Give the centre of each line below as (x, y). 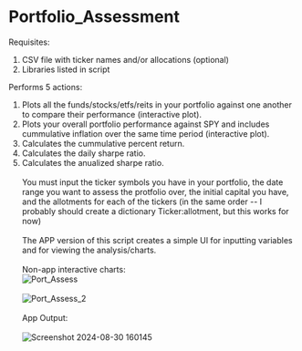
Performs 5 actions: (46, 87)
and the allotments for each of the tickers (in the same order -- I (142, 201)
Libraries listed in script (66, 69)
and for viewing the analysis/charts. (89, 250)
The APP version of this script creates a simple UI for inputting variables (157, 240)
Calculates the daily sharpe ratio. (84, 153)
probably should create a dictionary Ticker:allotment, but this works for (155, 211)
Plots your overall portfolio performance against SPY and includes (146, 124)
